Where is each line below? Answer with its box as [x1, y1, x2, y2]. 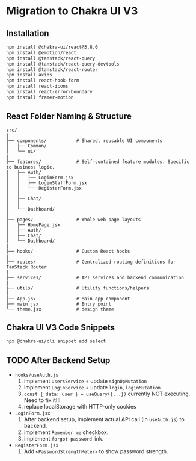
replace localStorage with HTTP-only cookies [23, 403, 136, 410]
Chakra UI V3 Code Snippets [6, 322, 115, 332]
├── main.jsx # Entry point [6, 301, 112, 307]
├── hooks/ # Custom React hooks [6, 248, 130, 254]
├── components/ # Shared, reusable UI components [6, 137, 163, 144]
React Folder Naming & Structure [6, 111, 132, 122]
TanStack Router [6, 264, 47, 270]
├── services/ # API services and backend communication [6, 274, 185, 280]
